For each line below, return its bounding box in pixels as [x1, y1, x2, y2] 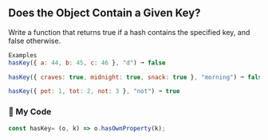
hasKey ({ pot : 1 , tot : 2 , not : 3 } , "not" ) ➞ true [8, 87, 180, 95]
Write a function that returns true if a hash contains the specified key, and [8, 27, 250, 37]
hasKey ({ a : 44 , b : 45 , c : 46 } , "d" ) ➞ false [8, 59, 166, 67]
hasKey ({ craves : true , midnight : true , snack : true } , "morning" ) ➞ [8, 73, 245, 81]
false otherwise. [8, 36, 61, 45]
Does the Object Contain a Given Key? [8, 6, 201, 20]
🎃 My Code [8, 107, 52, 118]
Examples [8, 51, 37, 59]
